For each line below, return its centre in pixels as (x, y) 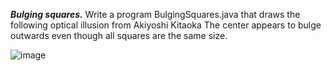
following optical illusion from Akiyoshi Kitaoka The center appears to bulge (166, 25)
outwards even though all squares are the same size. (119, 35)
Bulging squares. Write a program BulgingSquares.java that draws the (155, 14)
